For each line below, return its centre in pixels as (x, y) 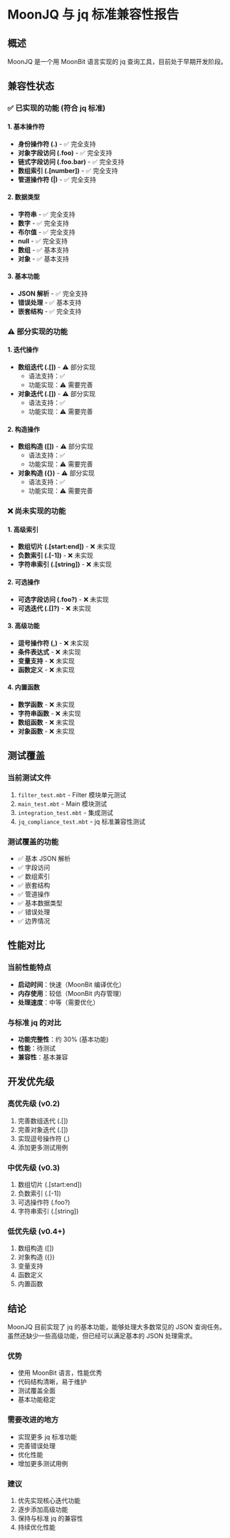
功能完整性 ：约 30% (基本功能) (63, 1039)
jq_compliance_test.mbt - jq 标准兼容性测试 (82, 821)
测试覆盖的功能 (33, 841)
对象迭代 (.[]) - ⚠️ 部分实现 (57, 394)
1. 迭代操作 (23, 350)
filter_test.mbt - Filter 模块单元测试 (72, 794)
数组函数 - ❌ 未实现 (46, 722)
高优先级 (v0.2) (34, 1103)
